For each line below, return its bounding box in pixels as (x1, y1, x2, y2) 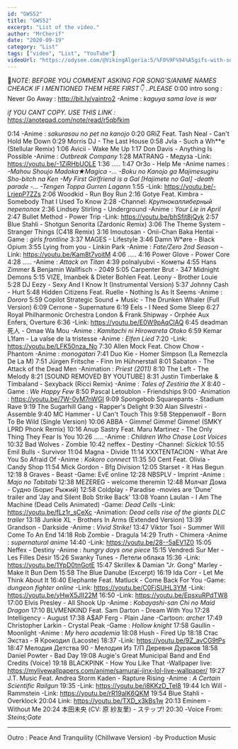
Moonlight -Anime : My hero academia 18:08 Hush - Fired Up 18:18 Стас (7, 628, 218, 637)
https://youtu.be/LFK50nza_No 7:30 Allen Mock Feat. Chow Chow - (7, 341, 205, 350)
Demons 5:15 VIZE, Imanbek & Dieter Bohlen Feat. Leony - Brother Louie (7, 273, 218, 281)
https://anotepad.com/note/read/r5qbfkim (7, 115, 130, 124)
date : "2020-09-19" (7, 37, 65, 44)
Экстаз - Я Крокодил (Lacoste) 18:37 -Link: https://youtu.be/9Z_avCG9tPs (7, 636, 226, 645)
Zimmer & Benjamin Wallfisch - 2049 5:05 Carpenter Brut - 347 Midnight (7, 265, 220, 273)
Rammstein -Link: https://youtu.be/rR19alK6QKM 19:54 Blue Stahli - (7, 689, 204, 697)
